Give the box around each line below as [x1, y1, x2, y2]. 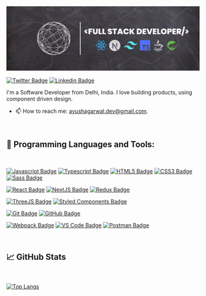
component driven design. [6, 95, 73, 102]
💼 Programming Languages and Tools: [6, 139, 155, 150]
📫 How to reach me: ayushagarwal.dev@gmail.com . [15, 107, 148, 115]
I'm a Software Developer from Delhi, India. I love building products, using [6, 88, 193, 96]
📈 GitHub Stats [6, 252, 66, 262]
